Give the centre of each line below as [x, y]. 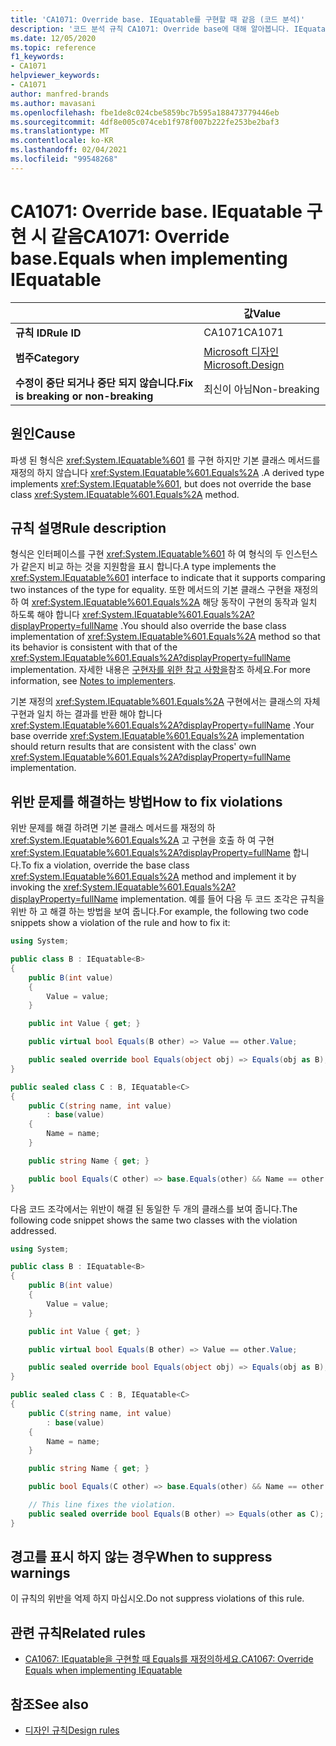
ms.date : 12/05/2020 [53, 38]
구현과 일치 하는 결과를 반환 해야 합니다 [86, 714]
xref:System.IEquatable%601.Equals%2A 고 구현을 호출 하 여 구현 [142, 840]
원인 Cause [43, 434]
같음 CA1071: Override [140, 236]
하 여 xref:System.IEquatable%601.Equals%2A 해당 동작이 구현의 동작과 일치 [164, 602]
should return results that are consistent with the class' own [133, 747]
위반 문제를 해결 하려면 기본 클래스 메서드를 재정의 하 [113, 828]
